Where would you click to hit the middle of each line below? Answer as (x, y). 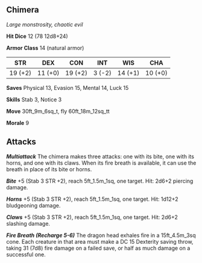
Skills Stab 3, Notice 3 (34, 100)
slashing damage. (28, 223)
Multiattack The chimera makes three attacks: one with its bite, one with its (100, 156)
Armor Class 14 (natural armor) (45, 48)
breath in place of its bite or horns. (49, 169)
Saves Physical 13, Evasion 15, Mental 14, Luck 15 (68, 87)
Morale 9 (18, 122)
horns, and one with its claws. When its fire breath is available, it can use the (101, 163)
